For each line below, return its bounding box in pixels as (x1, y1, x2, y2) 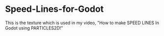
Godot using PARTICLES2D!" (5, 25, 63, 31)
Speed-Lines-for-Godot (5, 3, 104, 15)
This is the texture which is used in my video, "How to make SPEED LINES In (5, 20, 160, 26)
